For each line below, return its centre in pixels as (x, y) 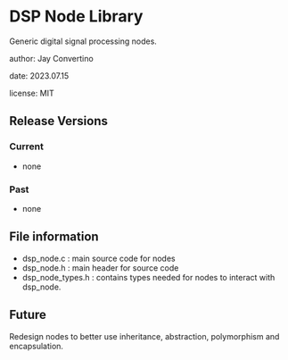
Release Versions (59, 121)
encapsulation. (37, 346)
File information (54, 237)
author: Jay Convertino (51, 58)
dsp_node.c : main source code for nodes (99, 258)
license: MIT (32, 93)
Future (28, 315)
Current (27, 147)
